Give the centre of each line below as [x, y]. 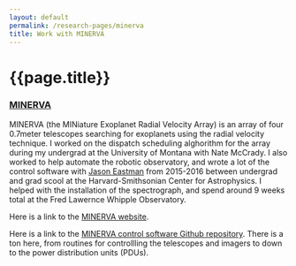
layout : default [39, 17]
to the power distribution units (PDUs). [79, 252]
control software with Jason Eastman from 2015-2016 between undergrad [144, 171]
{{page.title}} [60, 77]
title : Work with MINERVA [57, 34]
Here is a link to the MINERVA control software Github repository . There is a [147, 233]
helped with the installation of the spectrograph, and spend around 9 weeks [147, 190]
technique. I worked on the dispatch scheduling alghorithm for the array [140, 143]
